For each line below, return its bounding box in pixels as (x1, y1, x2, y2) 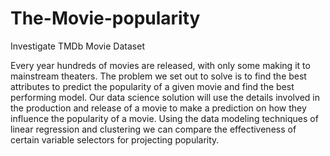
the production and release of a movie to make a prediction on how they (10, 102, 307, 114)
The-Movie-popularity (10, 7, 201, 30)
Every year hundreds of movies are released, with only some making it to (10, 59, 311, 71)
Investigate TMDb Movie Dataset (10, 40, 145, 52)
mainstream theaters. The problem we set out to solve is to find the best (10, 70, 307, 82)
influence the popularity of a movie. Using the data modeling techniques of (10, 112, 319, 124)
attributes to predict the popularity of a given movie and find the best (10, 80, 295, 92)
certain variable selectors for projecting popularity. (10, 133, 220, 146)
